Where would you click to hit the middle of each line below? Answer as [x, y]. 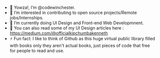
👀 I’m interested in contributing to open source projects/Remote [73, 13]
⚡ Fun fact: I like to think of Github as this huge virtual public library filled [82, 38]
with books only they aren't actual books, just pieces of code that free [80, 45]
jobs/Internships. [27, 18]
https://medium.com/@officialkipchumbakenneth [59, 33]
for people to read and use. [37, 51]
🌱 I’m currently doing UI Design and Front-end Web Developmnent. [77, 23]
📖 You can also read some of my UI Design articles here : [67, 28]
